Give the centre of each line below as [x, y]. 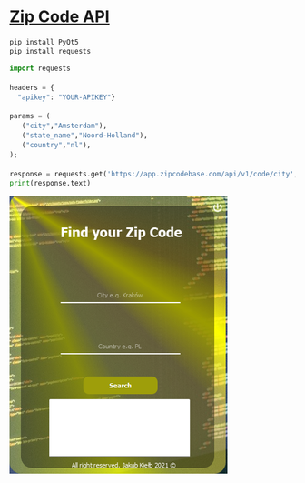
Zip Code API [60, 17]
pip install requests [50, 51]
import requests [40, 68]
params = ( [30, 116]
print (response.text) [50, 184]
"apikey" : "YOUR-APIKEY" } [67, 97]
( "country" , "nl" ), [56, 145]
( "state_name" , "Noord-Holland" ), [84, 136]
